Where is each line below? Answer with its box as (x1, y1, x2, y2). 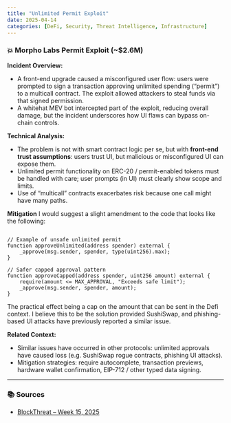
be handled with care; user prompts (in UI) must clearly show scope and (16, 174, 222, 182)
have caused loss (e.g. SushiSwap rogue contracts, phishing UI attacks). (16, 351, 223, 359)
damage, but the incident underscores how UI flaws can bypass (16, 111, 198, 119)
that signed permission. (16, 96, 85, 105)
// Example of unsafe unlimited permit (7, 236, 122, 243)
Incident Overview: (7, 61, 63, 69)
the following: (7, 217, 46, 225)
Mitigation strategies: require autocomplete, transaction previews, (16, 358, 204, 367)
